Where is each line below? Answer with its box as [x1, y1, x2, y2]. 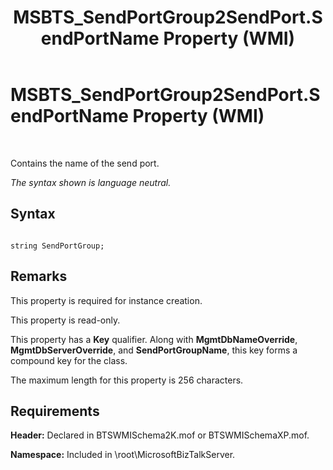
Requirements [10, 402, 100, 420]
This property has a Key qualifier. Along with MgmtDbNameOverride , [10, 333, 298, 345]
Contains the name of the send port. [10, 157, 160, 169]
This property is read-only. [10, 314, 121, 326]
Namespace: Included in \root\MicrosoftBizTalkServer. [10, 449, 236, 461]
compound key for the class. [10, 354, 128, 366]
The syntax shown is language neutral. [10, 176, 172, 188]
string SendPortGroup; [10, 241, 105, 251]
